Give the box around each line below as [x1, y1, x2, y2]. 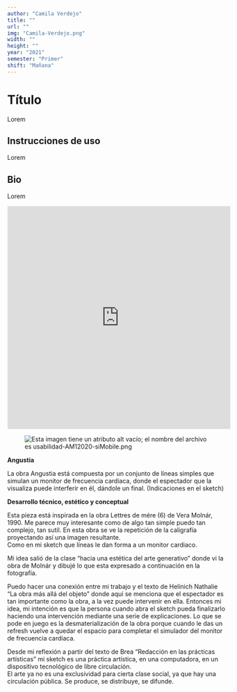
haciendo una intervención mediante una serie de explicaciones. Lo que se [7, 612, 222, 620]
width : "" [7, 36, 36, 43]
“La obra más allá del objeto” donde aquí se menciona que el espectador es [7, 590, 224, 598]
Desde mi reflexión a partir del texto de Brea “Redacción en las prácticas [7, 647, 215, 656]
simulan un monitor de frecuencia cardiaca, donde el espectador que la [7, 477, 212, 485]
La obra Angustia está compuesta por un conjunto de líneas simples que [7, 469, 214, 478]
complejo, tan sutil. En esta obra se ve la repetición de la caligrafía [7, 526, 197, 534]
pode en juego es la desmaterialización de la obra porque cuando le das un [7, 620, 223, 628]
